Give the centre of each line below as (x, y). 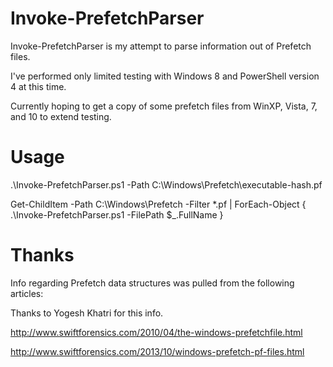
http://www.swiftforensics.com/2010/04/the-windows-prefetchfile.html (156, 332)
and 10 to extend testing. (61, 116)
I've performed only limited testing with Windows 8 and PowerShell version (165, 76)
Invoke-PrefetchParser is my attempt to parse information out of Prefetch (161, 46)
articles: (27, 293)
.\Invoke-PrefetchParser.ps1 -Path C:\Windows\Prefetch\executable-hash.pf (166, 184)
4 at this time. (38, 86)
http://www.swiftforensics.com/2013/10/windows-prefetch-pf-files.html (157, 351)
